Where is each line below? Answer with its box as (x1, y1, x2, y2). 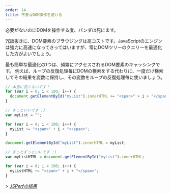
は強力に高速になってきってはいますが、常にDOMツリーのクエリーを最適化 (5, 44, 162, 50)
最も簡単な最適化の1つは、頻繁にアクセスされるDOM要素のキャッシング (5, 61, 156, 67)
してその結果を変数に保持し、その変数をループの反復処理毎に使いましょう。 (5, 74, 165, 80)
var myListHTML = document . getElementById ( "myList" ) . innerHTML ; (5, 154, 145, 160)
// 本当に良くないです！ (5, 84, 50, 89)
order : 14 (5, 7, 26, 13)
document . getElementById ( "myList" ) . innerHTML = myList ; (5, 140, 126, 145)
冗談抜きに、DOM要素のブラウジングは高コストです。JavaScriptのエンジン (5, 38, 163, 44)
